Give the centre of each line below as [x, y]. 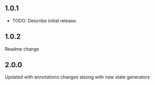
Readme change [22, 49]
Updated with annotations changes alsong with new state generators [77, 77]
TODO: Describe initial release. [45, 20]
